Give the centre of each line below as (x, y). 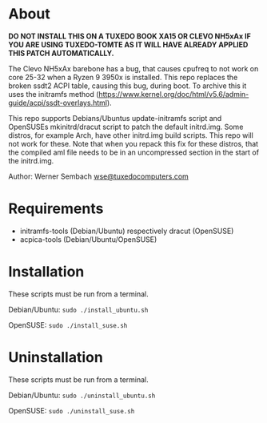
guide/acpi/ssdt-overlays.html (58, 103)
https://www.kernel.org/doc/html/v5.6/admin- (174, 94)
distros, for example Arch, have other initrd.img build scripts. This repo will (131, 135)
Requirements (56, 209)
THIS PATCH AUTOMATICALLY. (61, 53)
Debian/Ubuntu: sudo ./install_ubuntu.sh (78, 309)
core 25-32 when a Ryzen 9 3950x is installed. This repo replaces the (123, 77)
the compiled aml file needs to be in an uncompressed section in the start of (134, 152)
